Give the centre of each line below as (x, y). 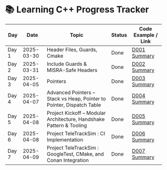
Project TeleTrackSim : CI (76, 133)
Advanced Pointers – (71, 92)
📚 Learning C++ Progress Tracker (77, 10)
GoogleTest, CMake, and (76, 154)
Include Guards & (67, 64)
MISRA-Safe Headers (72, 70)
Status (119, 35)
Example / (146, 35)
